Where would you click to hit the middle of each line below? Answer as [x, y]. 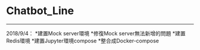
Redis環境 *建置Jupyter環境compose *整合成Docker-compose [83, 41]
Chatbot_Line [40, 11]
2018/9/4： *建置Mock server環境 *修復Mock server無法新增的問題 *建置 [96, 33]
